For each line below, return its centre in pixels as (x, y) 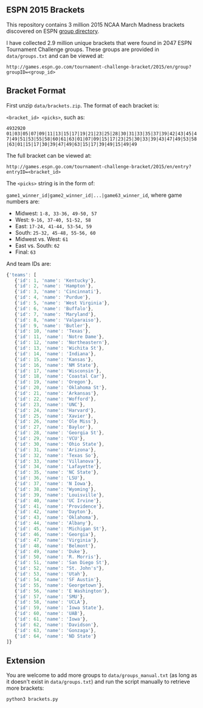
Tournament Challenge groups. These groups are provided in (83, 49)
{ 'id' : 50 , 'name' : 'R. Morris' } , (58, 557)
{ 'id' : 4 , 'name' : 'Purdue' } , (53, 298)
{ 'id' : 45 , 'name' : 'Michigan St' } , (61, 529)
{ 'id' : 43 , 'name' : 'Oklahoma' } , (57, 518)
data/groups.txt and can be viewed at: (55, 56)
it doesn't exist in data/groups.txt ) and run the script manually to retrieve (98, 682)
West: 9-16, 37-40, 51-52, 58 (53, 220)
